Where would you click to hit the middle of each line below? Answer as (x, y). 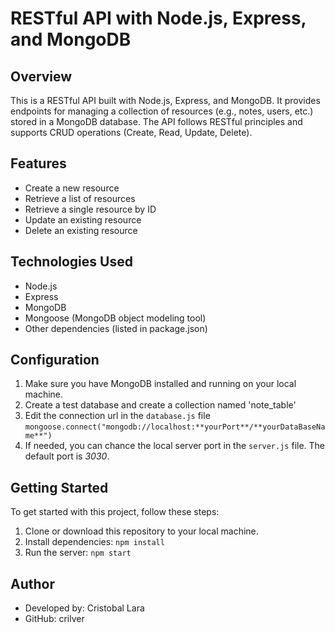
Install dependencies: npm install (94, 542)
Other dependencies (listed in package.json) (116, 328)
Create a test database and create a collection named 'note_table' (160, 405)
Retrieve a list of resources (80, 198)
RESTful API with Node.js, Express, (158, 18)
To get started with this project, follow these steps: (115, 512)
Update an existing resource (83, 219)
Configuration (55, 360)
